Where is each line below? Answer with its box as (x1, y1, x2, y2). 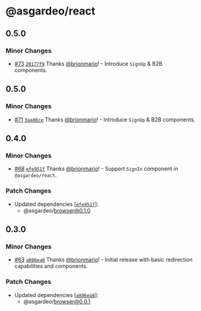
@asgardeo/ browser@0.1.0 (23, 207, 91, 214)
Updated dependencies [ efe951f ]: (14, 200, 99, 208)
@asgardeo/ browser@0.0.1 (23, 298, 91, 305)
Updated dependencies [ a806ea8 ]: (14, 291, 99, 298)
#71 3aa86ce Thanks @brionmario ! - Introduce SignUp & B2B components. (14, 116, 196, 123)
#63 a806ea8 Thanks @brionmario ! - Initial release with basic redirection (14, 256, 193, 263)
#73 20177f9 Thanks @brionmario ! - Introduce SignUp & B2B (14, 60, 163, 67)
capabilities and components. (14, 263, 88, 270)
